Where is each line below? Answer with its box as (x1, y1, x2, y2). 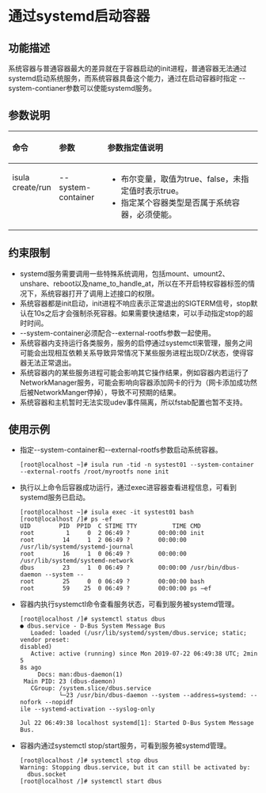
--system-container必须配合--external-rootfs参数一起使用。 (19, 328, 215, 337)
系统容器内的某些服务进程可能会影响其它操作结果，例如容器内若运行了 (19, 367, 249, 377)
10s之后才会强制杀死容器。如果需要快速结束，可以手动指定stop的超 (33, 308, 253, 317)
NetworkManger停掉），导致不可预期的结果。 (33, 387, 180, 396)
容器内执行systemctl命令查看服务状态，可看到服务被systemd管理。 (19, 599, 239, 609)
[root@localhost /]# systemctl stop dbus (19, 757, 158, 765)
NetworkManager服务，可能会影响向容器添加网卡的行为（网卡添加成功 (19, 378, 251, 387)
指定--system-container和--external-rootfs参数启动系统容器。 (19, 445, 222, 455)
